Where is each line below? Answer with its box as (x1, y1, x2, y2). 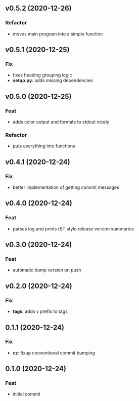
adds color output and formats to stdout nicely (12, 119, 110, 125)
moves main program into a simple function (12, 30, 103, 37)
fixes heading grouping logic (12, 72, 72, 78)
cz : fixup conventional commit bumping (12, 349, 95, 356)
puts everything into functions (12, 143, 75, 149)
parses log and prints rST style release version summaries (12, 225, 134, 232)
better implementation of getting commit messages (12, 184, 120, 190)
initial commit (12, 391, 40, 397)
